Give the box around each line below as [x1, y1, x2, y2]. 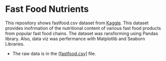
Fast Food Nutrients [5, 3, 89, 15]
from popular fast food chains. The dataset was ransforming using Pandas [5, 30, 158, 36]
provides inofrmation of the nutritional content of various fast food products [5, 25, 161, 31]
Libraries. [5, 41, 25, 47]
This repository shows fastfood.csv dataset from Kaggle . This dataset [5, 20, 149, 26]
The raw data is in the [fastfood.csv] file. [12, 51, 96, 57]
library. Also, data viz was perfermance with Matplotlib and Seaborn [5, 36, 145, 42]
